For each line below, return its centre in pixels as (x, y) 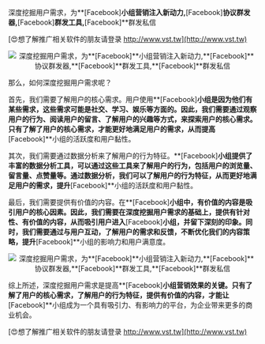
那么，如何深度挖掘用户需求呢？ (60, 83)
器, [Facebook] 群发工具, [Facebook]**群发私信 (82, 22)
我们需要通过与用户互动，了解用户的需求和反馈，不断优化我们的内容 (132, 232)
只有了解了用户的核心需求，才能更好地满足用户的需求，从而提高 (112, 129)
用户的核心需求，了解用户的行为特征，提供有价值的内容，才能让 (125, 295)
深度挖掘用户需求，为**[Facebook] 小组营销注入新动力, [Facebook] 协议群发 (129, 12)
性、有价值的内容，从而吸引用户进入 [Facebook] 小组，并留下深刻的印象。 (127, 222)
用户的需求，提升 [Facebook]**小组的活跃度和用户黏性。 (106, 185)
